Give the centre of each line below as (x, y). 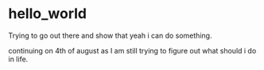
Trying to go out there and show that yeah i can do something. (110, 35)
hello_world (48, 14)
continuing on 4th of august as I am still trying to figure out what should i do (132, 50)
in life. (18, 59)
